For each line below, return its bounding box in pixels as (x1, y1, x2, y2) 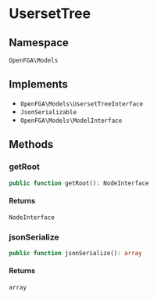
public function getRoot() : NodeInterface (9, 179, 149, 187)
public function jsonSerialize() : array (9, 249, 143, 257)
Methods (9, 138, 54, 151)
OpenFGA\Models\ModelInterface (20, 117, 123, 124)
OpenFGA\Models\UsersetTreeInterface (20, 99, 144, 108)
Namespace (9, 36, 70, 49)
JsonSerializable (20, 108, 77, 116)
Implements (9, 77, 69, 91)
